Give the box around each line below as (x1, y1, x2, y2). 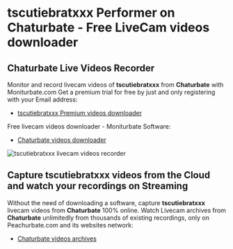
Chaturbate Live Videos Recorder (7, 62, 155, 74)
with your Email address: (7, 95, 78, 104)
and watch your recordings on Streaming (7, 180, 188, 192)
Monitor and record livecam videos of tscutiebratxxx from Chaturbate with (7, 81, 224, 88)
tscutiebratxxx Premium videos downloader (17, 109, 143, 117)
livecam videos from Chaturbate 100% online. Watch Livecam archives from (7, 206, 226, 214)
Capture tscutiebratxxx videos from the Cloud (7, 169, 211, 182)
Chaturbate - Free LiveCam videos (7, 19, 210, 35)
